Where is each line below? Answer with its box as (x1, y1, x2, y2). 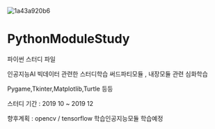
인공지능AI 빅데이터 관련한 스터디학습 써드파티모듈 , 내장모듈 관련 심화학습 (7, 70, 209, 78)
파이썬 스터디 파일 (7, 54, 56, 63)
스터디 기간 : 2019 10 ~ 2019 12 (7, 99, 94, 107)
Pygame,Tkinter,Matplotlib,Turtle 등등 (7, 84, 113, 93)
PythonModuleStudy (7, 31, 130, 47)
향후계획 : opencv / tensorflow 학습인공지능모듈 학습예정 (7, 114, 164, 122)
